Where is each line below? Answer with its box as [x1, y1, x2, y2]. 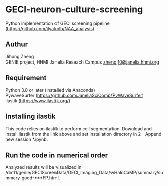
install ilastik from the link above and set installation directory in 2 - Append [5, 131, 162, 137]
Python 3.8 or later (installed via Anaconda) [5, 87, 95, 93]
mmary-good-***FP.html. [5, 175, 60, 181]
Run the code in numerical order [5, 151, 108, 159]
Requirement [5, 74, 47, 82]
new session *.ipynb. [5, 136, 48, 142]
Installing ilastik [5, 112, 57, 120]
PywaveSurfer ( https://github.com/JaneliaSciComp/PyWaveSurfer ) [5, 92, 144, 98]
